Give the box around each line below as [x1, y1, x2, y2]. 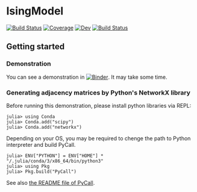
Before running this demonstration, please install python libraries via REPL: [6, 102, 192, 109]
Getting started [6, 42, 65, 52]
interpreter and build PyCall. [6, 141, 76, 148]
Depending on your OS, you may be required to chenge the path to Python [6, 134, 191, 142]
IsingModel [6, 4, 64, 18]
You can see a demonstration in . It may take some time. [6, 73, 167, 81]
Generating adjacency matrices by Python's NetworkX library [6, 88, 191, 97]
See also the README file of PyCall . [6, 179, 95, 186]
